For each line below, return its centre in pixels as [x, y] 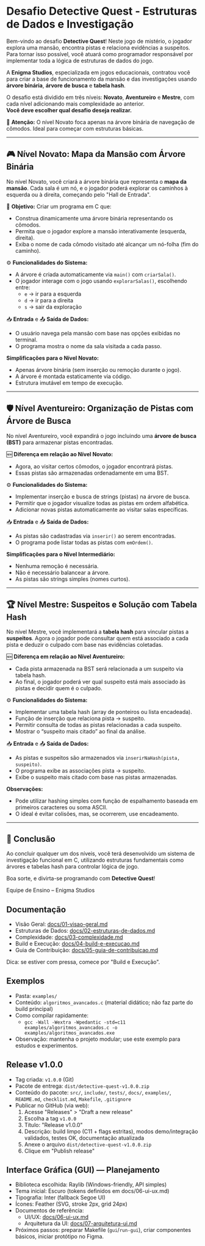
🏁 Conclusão [31, 839]
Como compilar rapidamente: [52, 1015]
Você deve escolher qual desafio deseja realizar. [69, 110]
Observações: [25, 789]
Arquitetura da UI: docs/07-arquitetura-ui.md [81, 1223]
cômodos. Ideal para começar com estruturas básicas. [75, 128]
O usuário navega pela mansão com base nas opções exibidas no [98, 333]
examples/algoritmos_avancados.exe [69, 1033]
